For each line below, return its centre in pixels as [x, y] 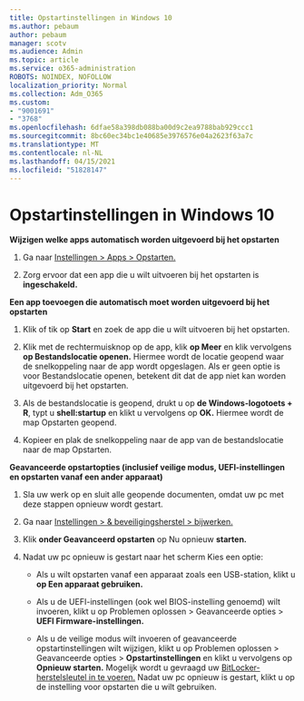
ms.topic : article [44, 60]
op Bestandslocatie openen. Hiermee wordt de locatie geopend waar [153, 357]
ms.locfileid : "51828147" [58, 170]
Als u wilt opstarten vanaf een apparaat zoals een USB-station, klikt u [166, 575]
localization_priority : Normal [69, 85]
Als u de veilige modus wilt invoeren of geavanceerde [137, 639]
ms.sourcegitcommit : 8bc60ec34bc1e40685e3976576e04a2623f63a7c [132, 136]
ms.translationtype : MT [54, 144]
